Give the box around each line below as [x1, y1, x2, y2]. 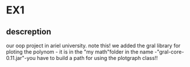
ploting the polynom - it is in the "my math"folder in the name [6, 48, 154, 55]
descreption [6, 27, 51, 37]
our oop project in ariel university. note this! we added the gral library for [6, 42, 181, 49]
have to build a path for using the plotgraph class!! [37, 55, 158, 61]
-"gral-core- [154, 48, 184, 55]
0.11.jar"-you [6, 55, 36, 61]
